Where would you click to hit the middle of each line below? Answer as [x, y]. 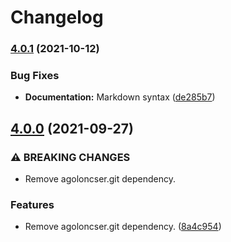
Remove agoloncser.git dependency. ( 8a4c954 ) [123, 227]
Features [32, 205]
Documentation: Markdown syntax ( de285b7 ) [120, 97]
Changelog [57, 17]
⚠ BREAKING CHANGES [70, 157]
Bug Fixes [35, 76]
